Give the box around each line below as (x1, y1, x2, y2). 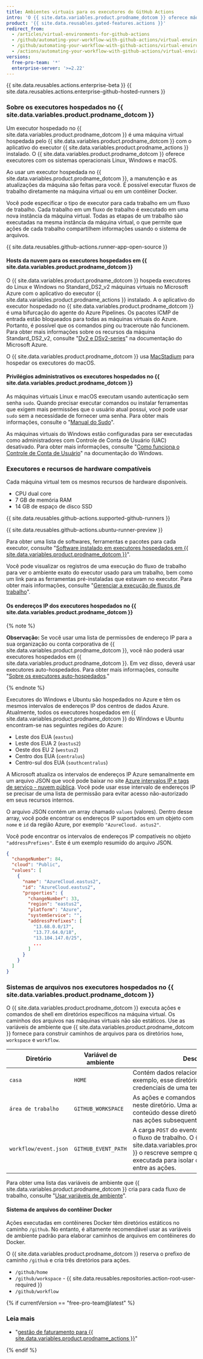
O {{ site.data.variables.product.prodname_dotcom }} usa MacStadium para (6, 352, 195, 360)
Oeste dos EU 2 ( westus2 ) (14, 746, 79, 753)
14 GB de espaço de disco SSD (14, 503, 92, 510)
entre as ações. (132, 1164, 176, 1172)
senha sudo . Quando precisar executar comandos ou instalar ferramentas (6, 400, 188, 407)
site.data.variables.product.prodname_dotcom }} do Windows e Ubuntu (6, 715, 184, 722)
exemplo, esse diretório (132, 1076, 199, 1085)
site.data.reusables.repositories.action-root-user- (72, 1275, 196, 1282)
